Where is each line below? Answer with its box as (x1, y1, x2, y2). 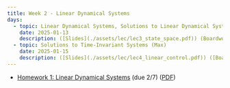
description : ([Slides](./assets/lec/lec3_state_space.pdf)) (19, 35, 197, 42)
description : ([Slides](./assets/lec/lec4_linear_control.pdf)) (19, 55, 207, 61)
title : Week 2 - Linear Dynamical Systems (7, 10, 130, 17)
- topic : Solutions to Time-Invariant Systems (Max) (13, 42, 167, 48)
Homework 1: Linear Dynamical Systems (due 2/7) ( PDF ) (16, 73, 176, 81)
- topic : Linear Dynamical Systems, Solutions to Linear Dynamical (13, 23, 210, 29)
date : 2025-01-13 (19, 29, 69, 36)
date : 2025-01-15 (19, 48, 69, 55)
